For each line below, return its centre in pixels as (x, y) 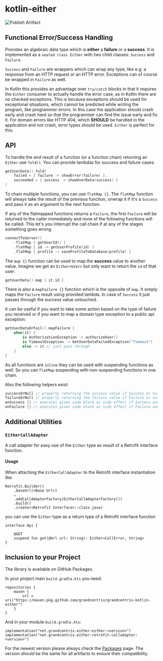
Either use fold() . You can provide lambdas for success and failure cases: (80, 162)
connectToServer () (24, 238)
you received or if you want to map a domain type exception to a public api (80, 314)
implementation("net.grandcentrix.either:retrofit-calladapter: (71, 635)
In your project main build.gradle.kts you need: (54, 578)
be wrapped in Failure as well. (36, 79)
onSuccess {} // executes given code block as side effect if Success (78, 402)
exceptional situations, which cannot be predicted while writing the (72, 104)
